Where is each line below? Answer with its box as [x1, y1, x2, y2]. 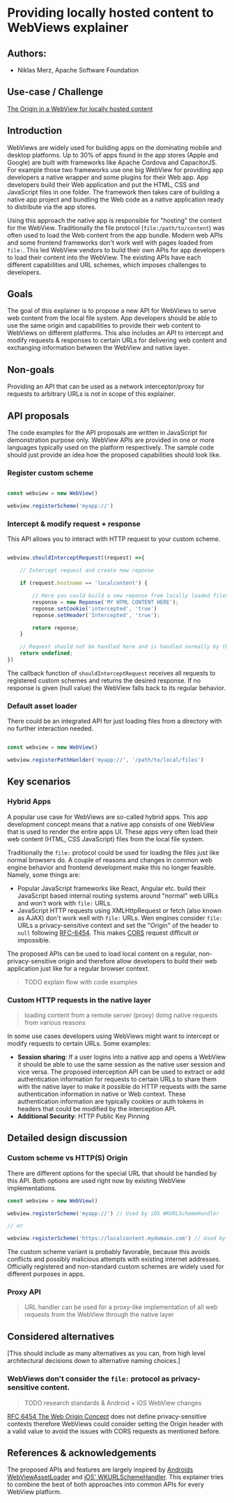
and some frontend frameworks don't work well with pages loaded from [7, 238, 214, 247]
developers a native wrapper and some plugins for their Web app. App [7, 173, 209, 181]
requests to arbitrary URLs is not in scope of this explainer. [7, 390, 175, 398]
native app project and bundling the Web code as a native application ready [7, 195, 224, 204]
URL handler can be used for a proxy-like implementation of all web [24, 1303, 218, 1311]
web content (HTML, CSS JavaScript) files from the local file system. [7, 834, 205, 843]
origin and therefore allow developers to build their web [58, 956, 217, 965]
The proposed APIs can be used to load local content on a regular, [7, 949, 197, 958]
